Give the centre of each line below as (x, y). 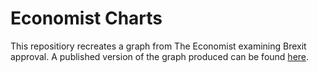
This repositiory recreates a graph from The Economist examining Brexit (158, 46)
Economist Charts (86, 18)
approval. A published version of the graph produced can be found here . (160, 56)
